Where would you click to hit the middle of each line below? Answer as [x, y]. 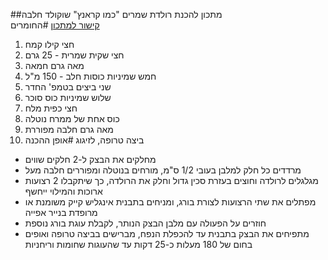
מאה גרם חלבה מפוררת [69, 129]
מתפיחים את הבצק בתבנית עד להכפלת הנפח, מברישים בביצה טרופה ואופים [167, 233]
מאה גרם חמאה [54, 65]
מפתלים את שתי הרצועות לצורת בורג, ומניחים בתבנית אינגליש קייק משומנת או [170, 202]
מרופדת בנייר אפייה [61, 212]
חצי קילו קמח [49, 44]
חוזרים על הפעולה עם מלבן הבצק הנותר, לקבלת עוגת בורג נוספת [145, 223]
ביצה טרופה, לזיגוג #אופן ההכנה [84, 140]
